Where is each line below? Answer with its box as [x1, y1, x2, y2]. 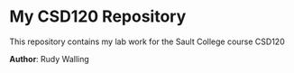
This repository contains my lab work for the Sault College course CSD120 [9, 36, 286, 47]
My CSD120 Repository [9, 6, 187, 27]
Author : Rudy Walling [9, 53, 90, 64]
